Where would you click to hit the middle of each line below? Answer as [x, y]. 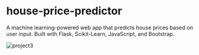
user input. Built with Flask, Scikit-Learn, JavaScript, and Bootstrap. [90, 33]
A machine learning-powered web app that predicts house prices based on [100, 27]
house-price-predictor [64, 11]
